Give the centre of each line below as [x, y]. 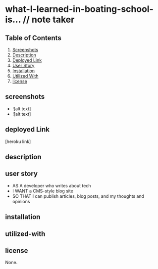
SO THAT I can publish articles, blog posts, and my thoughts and [78, 196]
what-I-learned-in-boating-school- [79, 9]
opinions [21, 201]
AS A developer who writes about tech [52, 185]
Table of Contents [33, 38]
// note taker [49, 20]
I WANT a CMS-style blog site [43, 191]
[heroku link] [18, 141]
